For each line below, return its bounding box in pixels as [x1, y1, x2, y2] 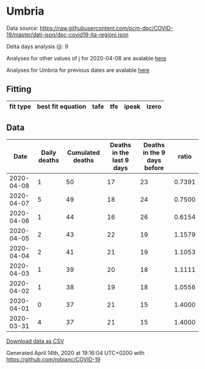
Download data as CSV [6, 337, 65, 345]
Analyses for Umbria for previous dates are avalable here [6, 66, 149, 74]
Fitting [6, 84, 32, 95]
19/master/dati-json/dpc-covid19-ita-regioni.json [6, 30, 129, 38]
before [144, 163, 164, 172]
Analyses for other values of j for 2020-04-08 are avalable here [6, 54, 167, 62]
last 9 [112, 156, 129, 164]
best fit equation [37, 102, 87, 110]
